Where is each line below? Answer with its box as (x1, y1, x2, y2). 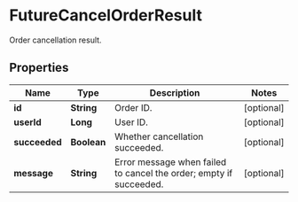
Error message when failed (114, 156, 227, 168)
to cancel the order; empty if (114, 167, 233, 179)
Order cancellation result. (9, 35, 102, 45)
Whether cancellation (114, 130, 204, 143)
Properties (9, 60, 69, 75)
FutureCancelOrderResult (9, 5, 202, 26)
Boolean (70, 136, 106, 148)
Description (149, 86, 200, 98)
